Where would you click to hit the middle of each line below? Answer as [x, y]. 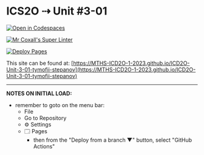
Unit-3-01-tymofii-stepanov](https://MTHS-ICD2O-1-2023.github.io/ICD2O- [101, 69]
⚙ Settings [38, 124]
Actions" [44, 146]
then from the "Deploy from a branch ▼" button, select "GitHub [113, 140]
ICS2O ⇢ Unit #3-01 [57, 11]
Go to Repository [45, 118]
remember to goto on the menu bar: [60, 105]
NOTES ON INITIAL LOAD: [39, 93]
